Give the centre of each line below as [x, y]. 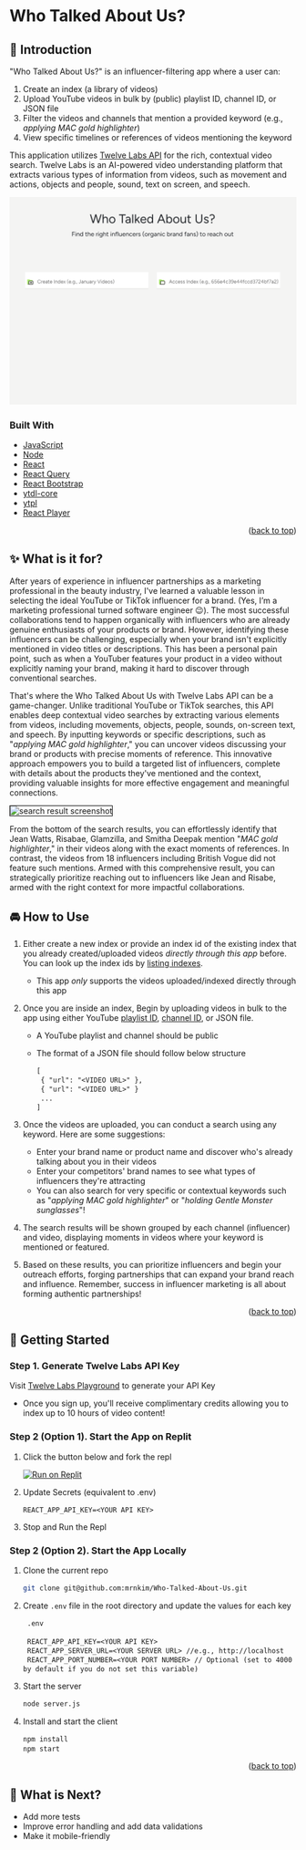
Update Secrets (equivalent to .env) [89, 1491]
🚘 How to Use [49, 917]
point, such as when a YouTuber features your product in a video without [146, 659]
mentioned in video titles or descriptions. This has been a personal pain [143, 649]
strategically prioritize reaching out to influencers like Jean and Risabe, [143, 878]
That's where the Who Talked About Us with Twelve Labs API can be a [142, 695]
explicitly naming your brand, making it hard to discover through [129, 668]
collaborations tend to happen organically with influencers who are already [150, 619]
